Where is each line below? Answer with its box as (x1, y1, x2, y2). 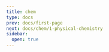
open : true (11, 36, 39, 42)
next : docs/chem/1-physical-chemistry (6, 25, 103, 32)
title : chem (6, 8, 36, 15)
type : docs (6, 14, 34, 20)
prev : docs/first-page (6, 20, 63, 26)
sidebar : (6, 31, 28, 37)
